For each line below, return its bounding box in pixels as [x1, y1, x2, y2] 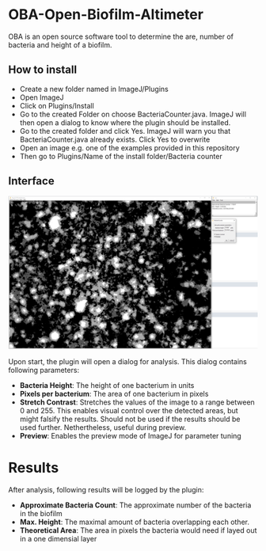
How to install [8, 63, 78, 77]
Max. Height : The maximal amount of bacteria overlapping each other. [19, 517, 249, 526]
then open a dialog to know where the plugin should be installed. [19, 117, 231, 127]
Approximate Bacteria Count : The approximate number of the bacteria [19, 500, 252, 510]
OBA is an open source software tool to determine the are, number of [8, 32, 234, 41]
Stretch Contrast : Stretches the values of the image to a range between [19, 397, 255, 407]
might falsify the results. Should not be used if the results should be [19, 414, 241, 424]
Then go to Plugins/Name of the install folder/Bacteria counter [19, 151, 223, 161]
